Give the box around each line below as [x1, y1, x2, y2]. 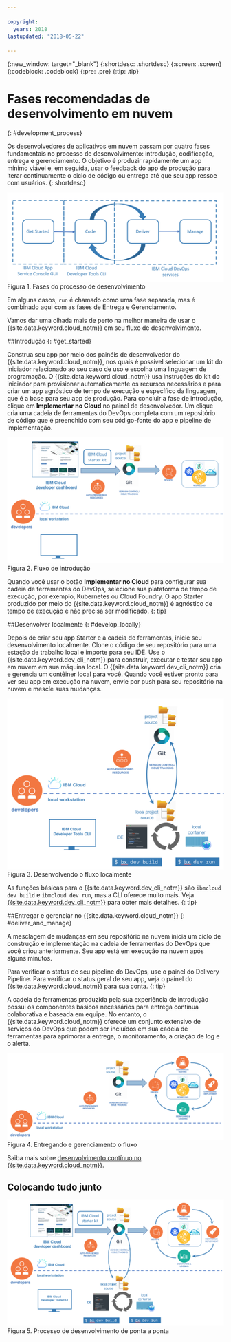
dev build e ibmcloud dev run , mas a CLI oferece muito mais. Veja [7, 891, 195, 899]
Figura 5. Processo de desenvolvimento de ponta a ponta [7, 1326, 170, 1335]
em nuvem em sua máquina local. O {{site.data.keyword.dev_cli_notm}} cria [7, 662, 221, 671]
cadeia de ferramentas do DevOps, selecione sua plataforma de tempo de [7, 585, 217, 593]
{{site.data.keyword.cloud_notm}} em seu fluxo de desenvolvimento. [7, 324, 201, 332]
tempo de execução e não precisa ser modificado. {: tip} [7, 607, 167, 615]
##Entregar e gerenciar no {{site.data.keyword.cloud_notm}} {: [7, 912, 185, 920]
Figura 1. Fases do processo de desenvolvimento [7, 282, 146, 291]
